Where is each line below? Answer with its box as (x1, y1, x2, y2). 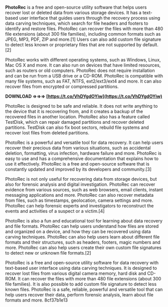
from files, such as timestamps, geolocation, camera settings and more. (5, 197, 153, 203)
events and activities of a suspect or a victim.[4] (5, 208, 105, 214)
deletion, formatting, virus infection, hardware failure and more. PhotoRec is (5, 150, 162, 156)
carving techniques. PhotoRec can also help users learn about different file (5, 234, 160, 240)
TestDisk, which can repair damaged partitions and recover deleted (5, 119, 144, 125)
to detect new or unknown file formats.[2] (5, 250, 91, 256)
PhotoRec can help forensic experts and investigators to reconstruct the (5, 203, 154, 208)
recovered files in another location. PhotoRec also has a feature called (5, 114, 150, 120)
